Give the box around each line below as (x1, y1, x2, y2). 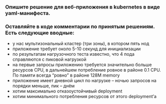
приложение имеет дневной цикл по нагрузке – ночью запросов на (12, 78, 157, 84)
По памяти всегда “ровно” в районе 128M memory (12, 72, 120, 78)
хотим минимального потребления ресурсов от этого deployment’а (12, 94, 157, 100)
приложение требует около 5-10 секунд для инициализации (12, 46, 141, 52)
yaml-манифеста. (5, 9, 51, 16)
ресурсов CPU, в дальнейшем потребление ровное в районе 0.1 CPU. (12, 67, 161, 73)
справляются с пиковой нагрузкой (12, 56, 86, 63)
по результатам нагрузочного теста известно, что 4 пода (12, 51, 135, 57)
